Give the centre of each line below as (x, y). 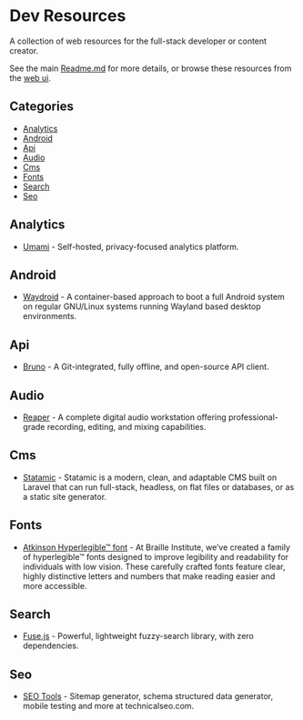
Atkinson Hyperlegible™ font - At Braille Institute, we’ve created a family (157, 547)
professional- (254, 417)
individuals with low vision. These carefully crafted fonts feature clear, (154, 566)
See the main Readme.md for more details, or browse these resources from (151, 68)
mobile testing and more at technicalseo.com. (108, 706)
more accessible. (55, 585)
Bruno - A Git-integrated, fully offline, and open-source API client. (146, 367)
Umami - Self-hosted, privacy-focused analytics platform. (131, 246)
